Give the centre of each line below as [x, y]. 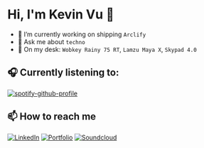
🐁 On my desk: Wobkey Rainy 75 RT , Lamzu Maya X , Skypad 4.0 [107, 49]
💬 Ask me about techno [51, 41]
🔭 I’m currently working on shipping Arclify [82, 34]
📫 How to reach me [52, 117]
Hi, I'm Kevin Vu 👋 [61, 15]
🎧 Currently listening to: [63, 73]
